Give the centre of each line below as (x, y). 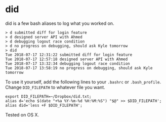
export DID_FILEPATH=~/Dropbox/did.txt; (49, 96)
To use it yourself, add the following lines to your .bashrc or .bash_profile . (83, 82)
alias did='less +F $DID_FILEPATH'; (44, 105)
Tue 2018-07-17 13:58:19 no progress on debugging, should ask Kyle (79, 68)
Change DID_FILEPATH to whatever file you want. (55, 87)
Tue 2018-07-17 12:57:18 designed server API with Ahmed (67, 59)
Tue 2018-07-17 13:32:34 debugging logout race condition (68, 64)
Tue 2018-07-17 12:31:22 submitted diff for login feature (69, 55)
